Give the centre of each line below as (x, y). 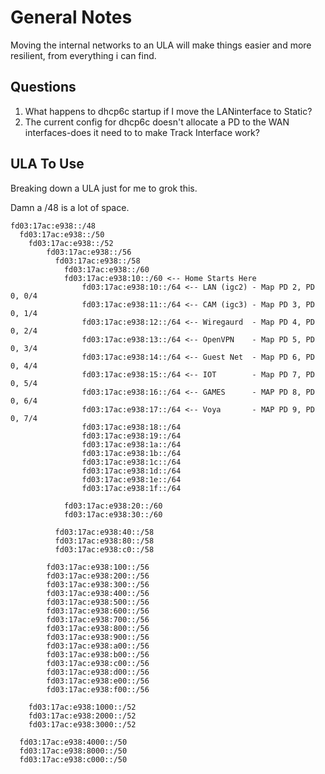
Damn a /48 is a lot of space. (70, 207)
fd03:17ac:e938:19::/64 (131, 436)
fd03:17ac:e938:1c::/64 (131, 462)
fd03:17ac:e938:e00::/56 (98, 681)
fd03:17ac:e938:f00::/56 (98, 689)
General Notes (71, 17)
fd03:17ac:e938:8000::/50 (73, 751)
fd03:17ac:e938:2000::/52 (82, 716)
